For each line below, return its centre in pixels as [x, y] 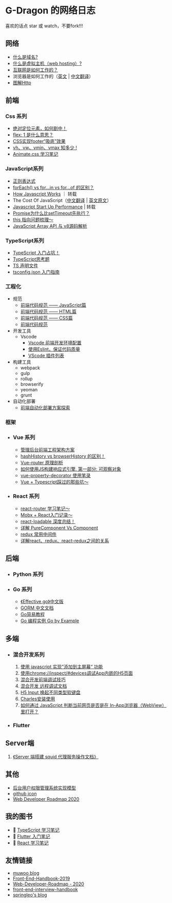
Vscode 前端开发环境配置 [55, 343]
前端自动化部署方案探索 [45, 408]
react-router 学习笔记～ [45, 508]
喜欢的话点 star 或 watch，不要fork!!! [44, 26]
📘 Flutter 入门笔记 [31, 836]
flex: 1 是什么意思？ [33, 135]
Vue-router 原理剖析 [42, 462]
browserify [32, 384]
